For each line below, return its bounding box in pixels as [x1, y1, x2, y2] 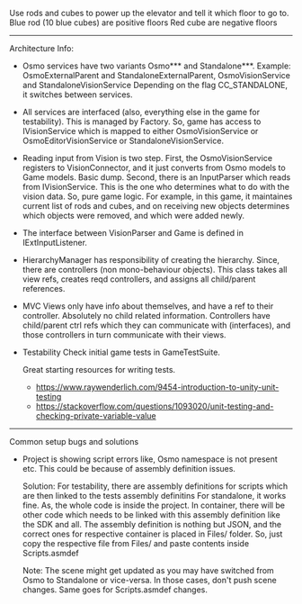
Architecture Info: [9, 43, 75, 53]
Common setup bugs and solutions [9, 437, 139, 446]
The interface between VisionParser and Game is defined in [22, 228, 244, 238]
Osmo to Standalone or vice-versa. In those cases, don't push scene [22, 575, 277, 585]
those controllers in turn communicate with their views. [22, 329, 226, 340]
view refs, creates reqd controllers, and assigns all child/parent [22, 274, 256, 284]
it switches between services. [22, 89, 133, 100]
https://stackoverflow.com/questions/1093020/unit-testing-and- [35, 401, 274, 411]
